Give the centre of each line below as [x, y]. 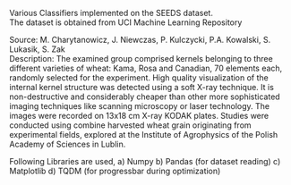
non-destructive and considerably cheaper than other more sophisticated [145, 97]
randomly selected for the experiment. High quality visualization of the [139, 78]
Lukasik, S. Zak [37, 49]
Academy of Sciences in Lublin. [68, 144]
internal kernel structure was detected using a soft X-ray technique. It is [142, 87]
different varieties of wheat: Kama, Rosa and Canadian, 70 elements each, [146, 68]
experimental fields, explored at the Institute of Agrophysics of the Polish [144, 135]
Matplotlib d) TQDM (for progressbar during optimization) [115, 171]
